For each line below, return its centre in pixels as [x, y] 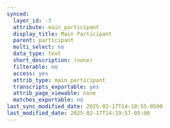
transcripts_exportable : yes [56, 87]
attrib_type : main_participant [59, 80]
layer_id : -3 [32, 21]
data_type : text [37, 54]
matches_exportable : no [48, 100]
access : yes [31, 73]
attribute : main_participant [56, 27]
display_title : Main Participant [63, 34]
